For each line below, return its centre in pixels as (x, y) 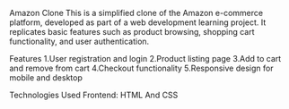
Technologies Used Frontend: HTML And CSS (94, 95)
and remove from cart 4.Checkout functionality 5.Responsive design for (141, 68)
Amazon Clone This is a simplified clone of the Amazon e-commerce (136, 13)
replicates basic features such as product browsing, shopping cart (132, 32)
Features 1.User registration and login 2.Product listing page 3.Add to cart (145, 59)
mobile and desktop (46, 78)
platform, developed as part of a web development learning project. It (138, 22)
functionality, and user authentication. (79, 41)
